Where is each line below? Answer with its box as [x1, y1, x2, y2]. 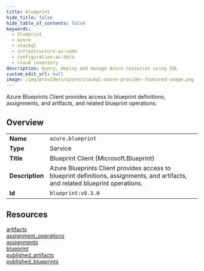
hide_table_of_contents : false [6, 20, 86, 26]
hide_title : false [6, 15, 53, 21]
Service [49, 144, 72, 152]
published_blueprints [6, 258, 59, 265]
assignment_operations [6, 232, 65, 239]
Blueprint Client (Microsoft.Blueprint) [49, 154, 155, 162]
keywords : [6, 25, 32, 32]
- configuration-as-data [12, 54, 75, 60]
